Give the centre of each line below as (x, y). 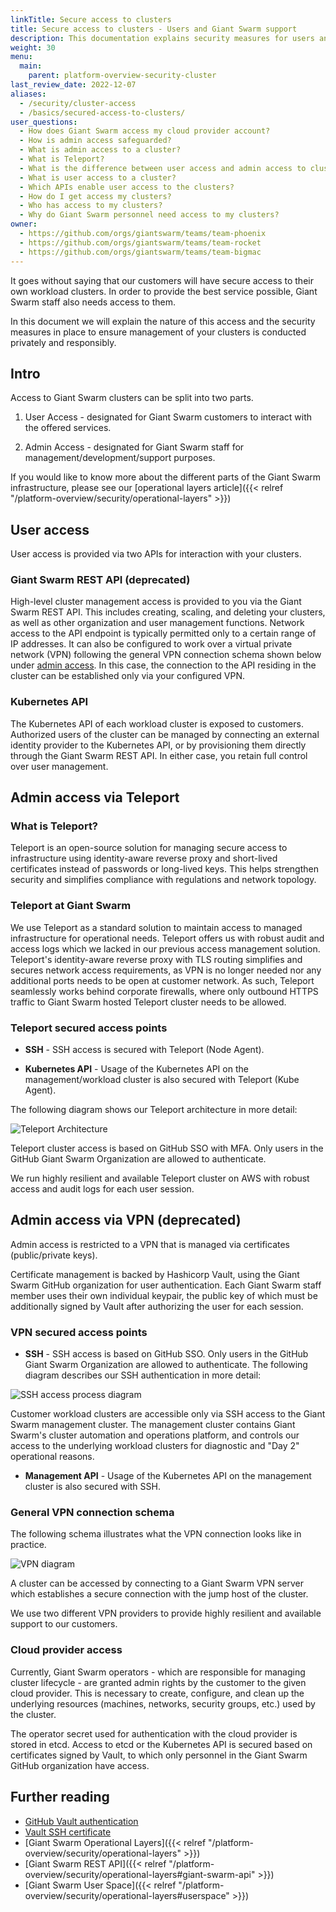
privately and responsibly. (63, 342)
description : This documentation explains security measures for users (162, 38)
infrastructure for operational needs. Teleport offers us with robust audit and (167, 938)
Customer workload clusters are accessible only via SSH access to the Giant (168, 1414)
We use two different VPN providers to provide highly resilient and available (166, 1613)
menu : (21, 57)
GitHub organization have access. (80, 1765)
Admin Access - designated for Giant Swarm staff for (134, 447)
